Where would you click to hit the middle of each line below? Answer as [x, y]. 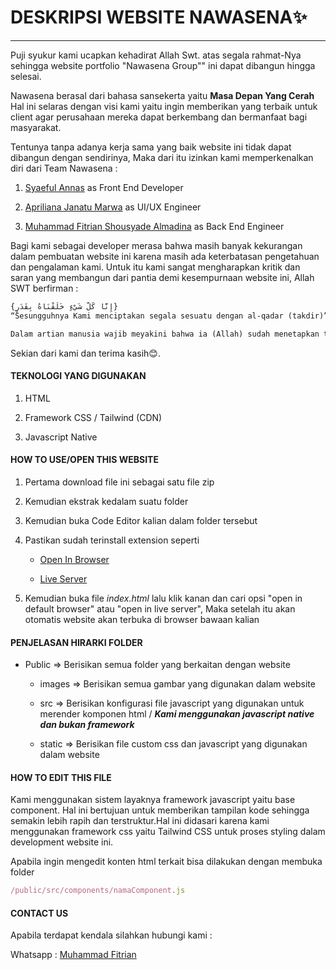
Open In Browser [74, 559]
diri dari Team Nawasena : [64, 168]
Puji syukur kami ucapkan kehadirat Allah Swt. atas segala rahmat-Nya [156, 55]
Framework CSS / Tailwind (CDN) [93, 417]
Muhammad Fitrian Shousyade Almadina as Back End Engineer [154, 226]
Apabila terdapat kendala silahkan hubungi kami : [111, 935]
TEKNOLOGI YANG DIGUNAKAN [78, 376]
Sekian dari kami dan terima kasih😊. [85, 353]
